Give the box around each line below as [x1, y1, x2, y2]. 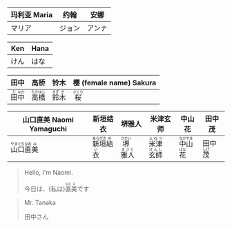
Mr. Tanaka [23, 199, 57, 206]
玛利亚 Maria [10, 10, 53, 19]
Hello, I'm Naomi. [23, 169, 74, 176]
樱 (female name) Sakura [72, 78, 157, 87]
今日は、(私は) [23, 185, 66, 193]
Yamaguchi [29, 124, 68, 133]
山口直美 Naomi [22, 115, 74, 125]
